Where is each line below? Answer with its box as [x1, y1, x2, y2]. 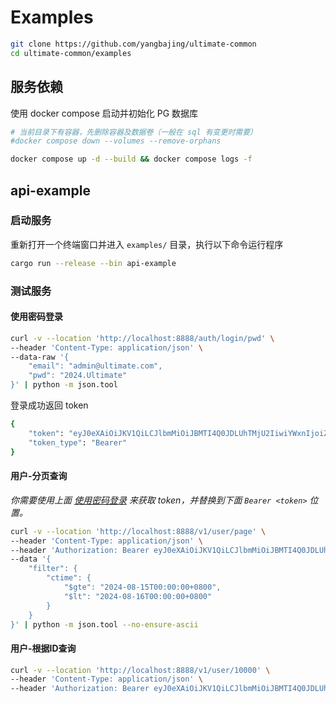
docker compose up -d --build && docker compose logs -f [10, 154, 253, 165]
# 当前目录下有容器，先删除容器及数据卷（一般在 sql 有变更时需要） [10, 127, 258, 137]
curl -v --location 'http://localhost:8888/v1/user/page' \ [10, 526, 267, 536]
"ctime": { [46, 573, 92, 583]
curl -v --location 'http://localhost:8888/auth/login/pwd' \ [10, 333, 275, 343]
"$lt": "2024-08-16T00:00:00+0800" [63, 591, 213, 601]
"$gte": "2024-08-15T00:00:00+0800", [63, 582, 222, 593]
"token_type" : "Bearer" [28, 437, 128, 448]
